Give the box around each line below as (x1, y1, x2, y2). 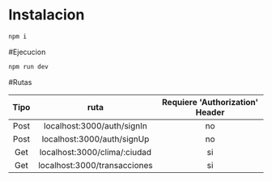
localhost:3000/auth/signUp (41, 133, 150, 145)
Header (195, 107, 225, 118)
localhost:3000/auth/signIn (43, 120, 148, 131)
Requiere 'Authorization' (161, 96, 259, 107)
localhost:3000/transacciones (37, 159, 153, 170)
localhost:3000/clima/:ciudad (39, 146, 152, 158)
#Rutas (8, 77, 32, 86)
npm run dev (8, 62, 49, 70)
